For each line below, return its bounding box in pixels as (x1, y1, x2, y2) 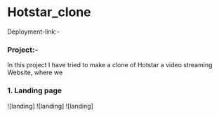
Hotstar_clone (7, 4, 91, 20)
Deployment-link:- (7, 27, 60, 36)
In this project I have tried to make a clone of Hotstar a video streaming (7, 61, 213, 69)
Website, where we (7, 68, 63, 77)
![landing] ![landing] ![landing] (7, 102, 93, 110)
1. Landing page (7, 85, 62, 95)
